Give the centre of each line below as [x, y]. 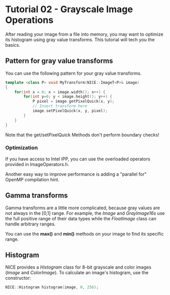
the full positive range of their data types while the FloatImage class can [81, 218]
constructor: [18, 278]
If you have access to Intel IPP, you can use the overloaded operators [78, 159]
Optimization [22, 148]
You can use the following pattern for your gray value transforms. [74, 73]
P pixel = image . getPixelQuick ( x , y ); [73, 102]
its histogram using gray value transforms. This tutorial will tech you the [80, 40]
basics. [13, 45]
